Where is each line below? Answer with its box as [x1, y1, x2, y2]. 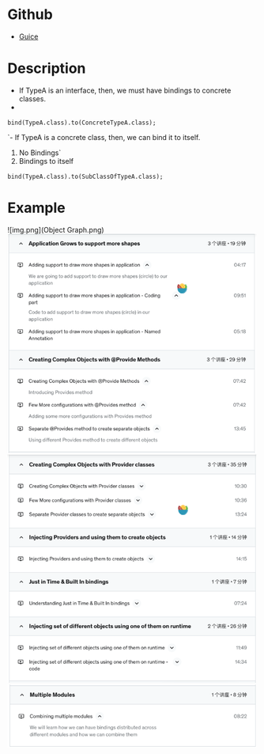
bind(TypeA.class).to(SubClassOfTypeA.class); [7, 172, 164, 180]
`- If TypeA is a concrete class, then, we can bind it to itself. [7, 132, 201, 142]
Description [7, 59, 86, 78]
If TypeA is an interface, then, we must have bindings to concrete [18, 85, 232, 95]
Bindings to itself [18, 156, 74, 165]
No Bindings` [18, 148, 62, 157]
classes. [18, 93, 47, 104]
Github [7, 6, 53, 24]
